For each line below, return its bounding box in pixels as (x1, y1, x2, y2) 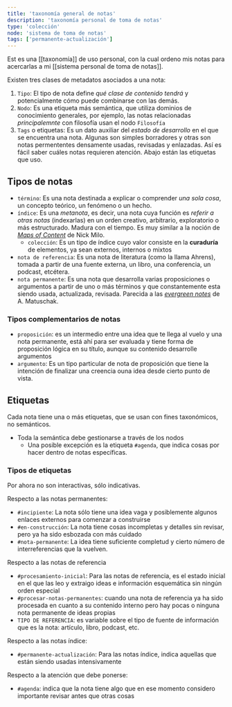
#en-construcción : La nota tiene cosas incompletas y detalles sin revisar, (17, 523, 225, 531)
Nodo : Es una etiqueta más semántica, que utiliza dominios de (17, 104, 192, 112)
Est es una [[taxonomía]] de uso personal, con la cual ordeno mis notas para (7, 55, 225, 63)
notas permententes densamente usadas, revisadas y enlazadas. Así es (17, 141, 222, 149)
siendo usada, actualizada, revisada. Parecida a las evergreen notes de (17, 289, 220, 298)
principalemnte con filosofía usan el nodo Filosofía (17, 119, 166, 127)
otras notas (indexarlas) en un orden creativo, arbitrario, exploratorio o (17, 216, 220, 224)
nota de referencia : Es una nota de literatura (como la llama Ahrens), (17, 252, 216, 261)
